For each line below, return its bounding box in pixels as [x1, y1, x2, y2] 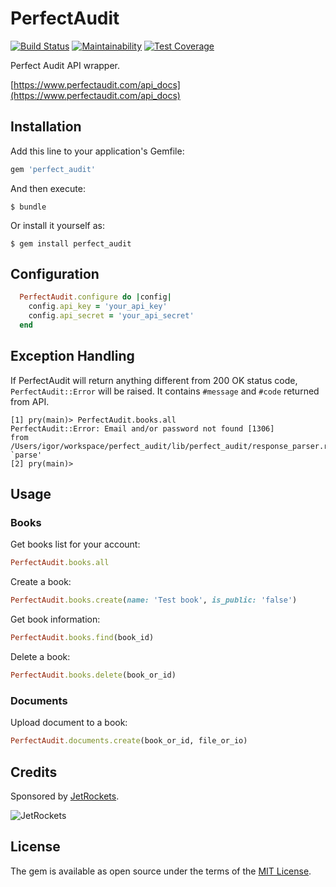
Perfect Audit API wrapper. [10, 59, 121, 71]
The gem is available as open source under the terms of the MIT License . [10, 865, 312, 877]
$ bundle [10, 202, 47, 212]
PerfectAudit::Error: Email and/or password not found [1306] [10, 423, 275, 434]
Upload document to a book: [10, 717, 128, 729]
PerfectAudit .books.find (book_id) [10, 633, 155, 643]
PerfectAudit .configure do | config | [19, 292, 172, 302]
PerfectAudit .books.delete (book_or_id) [10, 670, 177, 681]
